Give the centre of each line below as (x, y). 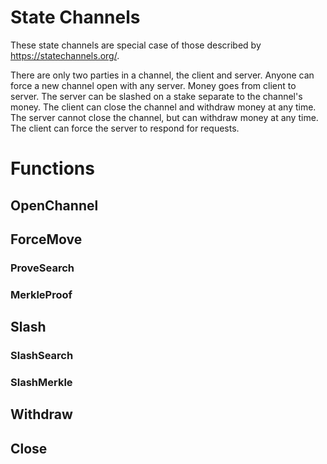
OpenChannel (54, 205)
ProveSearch (42, 268)
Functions (52, 168)
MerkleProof (41, 294)
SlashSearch (42, 356)
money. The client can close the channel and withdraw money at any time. (163, 107)
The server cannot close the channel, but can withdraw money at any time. (164, 117)
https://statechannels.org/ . (65, 55)
